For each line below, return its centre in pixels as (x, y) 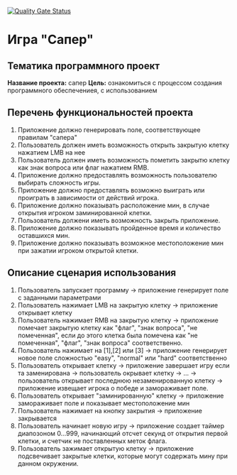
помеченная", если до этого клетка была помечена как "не (108, 335)
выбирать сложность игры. (59, 182)
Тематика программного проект (84, 66)
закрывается (37, 418)
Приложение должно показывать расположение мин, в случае (114, 205)
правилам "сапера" (48, 137)
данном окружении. (48, 463)
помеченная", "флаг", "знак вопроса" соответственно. (100, 343)
